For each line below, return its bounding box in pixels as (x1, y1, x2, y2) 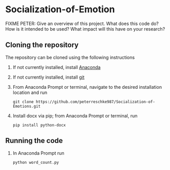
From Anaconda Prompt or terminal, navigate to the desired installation (12, 84, 162, 90)
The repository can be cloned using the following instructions (5, 54, 135, 60)
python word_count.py (12, 160, 59, 165)
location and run (12, 89, 48, 95)
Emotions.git (12, 104, 41, 109)
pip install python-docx (12, 123, 66, 128)
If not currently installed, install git (12, 74, 84, 80)
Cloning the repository (5, 41, 79, 50)
